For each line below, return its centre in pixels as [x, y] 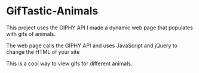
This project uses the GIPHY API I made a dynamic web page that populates [99, 28]
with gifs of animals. [31, 34]
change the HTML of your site [43, 51]
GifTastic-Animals [52, 11]
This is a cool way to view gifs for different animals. [69, 63]
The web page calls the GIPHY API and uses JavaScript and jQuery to [92, 45]
